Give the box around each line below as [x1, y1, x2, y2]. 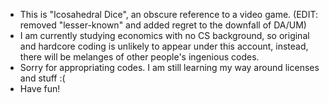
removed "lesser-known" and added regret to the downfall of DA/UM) [19, 19, 307, 31]
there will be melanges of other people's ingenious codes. [19, 51, 260, 63]
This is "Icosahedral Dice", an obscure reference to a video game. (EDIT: [19, 9, 319, 20]
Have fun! [19, 83, 61, 94]
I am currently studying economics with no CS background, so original [19, 30, 310, 41]
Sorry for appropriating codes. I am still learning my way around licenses [19, 62, 320, 73]
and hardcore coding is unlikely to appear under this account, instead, [19, 40, 309, 52]
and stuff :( [19, 72, 66, 84]
